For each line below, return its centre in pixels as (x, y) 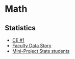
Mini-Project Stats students (41, 51)
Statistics (20, 28)
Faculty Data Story (32, 46)
